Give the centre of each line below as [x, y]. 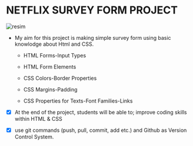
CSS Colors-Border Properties [60, 78]
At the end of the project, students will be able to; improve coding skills [101, 112]
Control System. [34, 137]
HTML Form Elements [50, 67]
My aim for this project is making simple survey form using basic [93, 38]
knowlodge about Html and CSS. [54, 44]
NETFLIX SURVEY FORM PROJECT [92, 10]
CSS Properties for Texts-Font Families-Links [78, 101]
